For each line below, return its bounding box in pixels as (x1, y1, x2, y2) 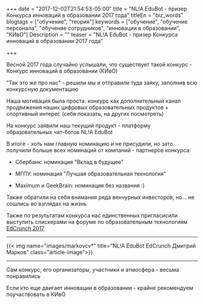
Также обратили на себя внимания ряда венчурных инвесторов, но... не (6, 194, 195, 201)
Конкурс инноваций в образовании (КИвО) (6, 67, 118, 75)
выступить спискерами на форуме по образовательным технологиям (6, 218, 188, 225)
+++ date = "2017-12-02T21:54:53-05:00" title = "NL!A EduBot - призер (6, 5, 187, 12)
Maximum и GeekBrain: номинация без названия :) (15, 182, 145, 189)
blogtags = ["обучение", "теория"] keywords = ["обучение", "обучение (6, 18, 188, 25)
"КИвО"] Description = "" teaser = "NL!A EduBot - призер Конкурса (6, 31, 178, 38)
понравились (6, 272, 41, 280)
